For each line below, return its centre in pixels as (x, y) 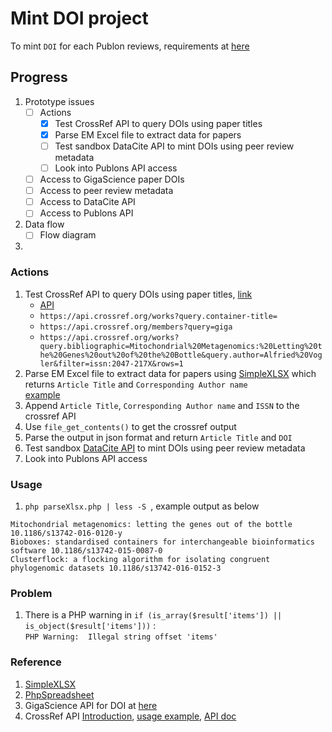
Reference (36, 662)
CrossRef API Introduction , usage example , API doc (130, 716)
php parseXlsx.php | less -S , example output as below (142, 506)
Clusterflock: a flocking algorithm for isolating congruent (140, 559)
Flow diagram (68, 235)
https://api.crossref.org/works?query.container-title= (158, 316)
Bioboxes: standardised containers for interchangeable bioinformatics (162, 542)
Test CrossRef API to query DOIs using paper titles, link (138, 294)
